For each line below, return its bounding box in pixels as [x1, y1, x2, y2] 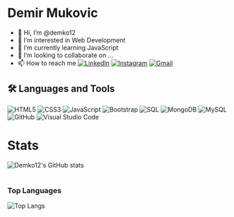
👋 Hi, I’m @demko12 [17, 28, 76, 37]
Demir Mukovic [7, 5, 98, 21]
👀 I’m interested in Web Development [17, 35, 126, 44]
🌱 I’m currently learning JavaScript [17, 43, 119, 52]
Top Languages [7, 185, 62, 195]
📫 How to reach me [17, 59, 76, 67]
